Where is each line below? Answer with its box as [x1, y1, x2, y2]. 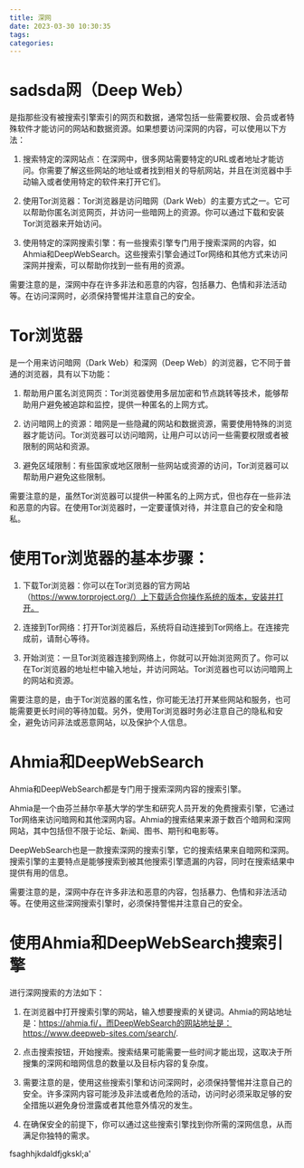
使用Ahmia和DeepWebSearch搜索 [9, 933, 268, 954]
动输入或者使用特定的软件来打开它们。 [22, 176, 166, 187]
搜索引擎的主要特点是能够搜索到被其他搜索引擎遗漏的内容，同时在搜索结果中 [9, 856, 295, 867]
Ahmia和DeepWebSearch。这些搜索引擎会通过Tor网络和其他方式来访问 [22, 249, 288, 260]
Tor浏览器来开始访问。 [22, 218, 107, 229]
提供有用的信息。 [9, 868, 73, 878]
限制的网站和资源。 [22, 441, 95, 452]
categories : [9, 38, 54, 48]
